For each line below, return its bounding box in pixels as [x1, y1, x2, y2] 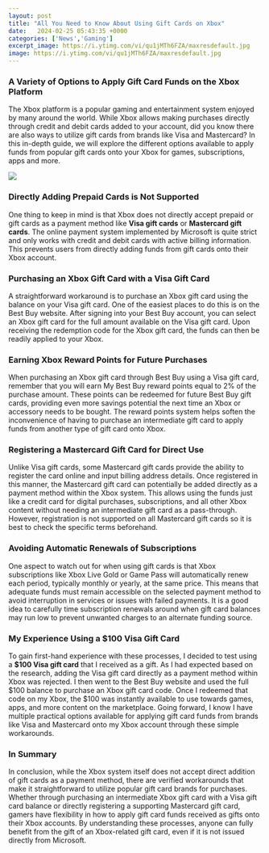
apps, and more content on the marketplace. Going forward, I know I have [8, 703, 254, 712]
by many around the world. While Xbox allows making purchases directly [8, 113, 250, 123]
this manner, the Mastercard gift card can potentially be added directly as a [8, 480, 258, 490]
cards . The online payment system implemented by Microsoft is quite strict [8, 227, 258, 237]
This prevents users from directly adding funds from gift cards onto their [8, 244, 249, 254]
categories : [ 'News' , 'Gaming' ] [8, 34, 114, 43]
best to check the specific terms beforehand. [8, 523, 159, 532]
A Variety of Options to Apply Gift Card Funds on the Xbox [8, 76, 240, 87]
